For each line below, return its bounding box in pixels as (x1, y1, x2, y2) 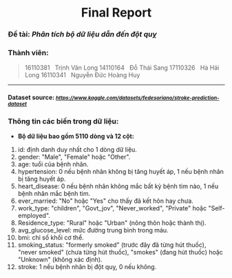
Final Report (81, 5, 152, 21)
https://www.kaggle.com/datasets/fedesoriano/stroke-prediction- (55, 95, 220, 101)
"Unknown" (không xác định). (17, 255, 103, 264)
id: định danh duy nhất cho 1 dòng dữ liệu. (17, 146, 137, 154)
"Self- (208, 204, 225, 212)
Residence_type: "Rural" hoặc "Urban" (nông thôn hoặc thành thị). (17, 219, 207, 227)
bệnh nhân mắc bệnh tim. (17, 190, 91, 198)
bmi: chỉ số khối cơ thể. (17, 233, 85, 242)
